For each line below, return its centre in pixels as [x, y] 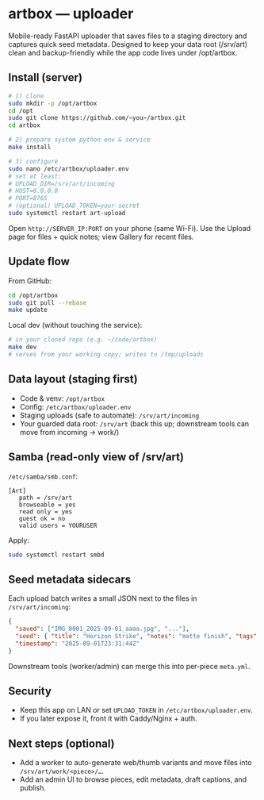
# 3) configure [33, 161]
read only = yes [46, 512]
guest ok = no [42, 518]
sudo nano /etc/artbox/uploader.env [69, 169]
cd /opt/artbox [33, 295]
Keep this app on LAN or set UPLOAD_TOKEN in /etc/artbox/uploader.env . [136, 710]
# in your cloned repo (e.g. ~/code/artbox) [83, 340]
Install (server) [46, 77]
